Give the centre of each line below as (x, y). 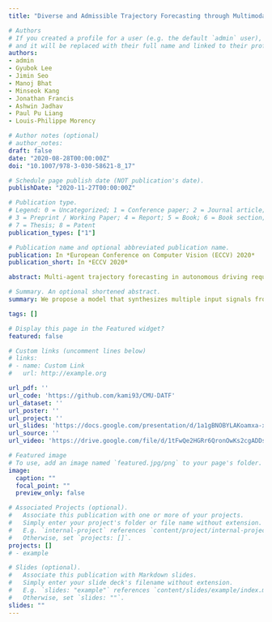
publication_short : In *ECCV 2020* (68, 263)
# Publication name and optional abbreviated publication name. (119, 247)
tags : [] (23, 314)
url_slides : (28, 426)
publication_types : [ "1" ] (52, 233)
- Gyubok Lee (30, 69)
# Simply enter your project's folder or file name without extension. (136, 523)
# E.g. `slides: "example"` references (79, 590)
